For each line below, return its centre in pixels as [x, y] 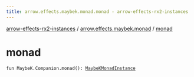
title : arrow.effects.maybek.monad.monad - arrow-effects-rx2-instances [97, 12]
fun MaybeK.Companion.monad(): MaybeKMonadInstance [71, 68]
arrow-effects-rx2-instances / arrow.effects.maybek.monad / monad [89, 28]
